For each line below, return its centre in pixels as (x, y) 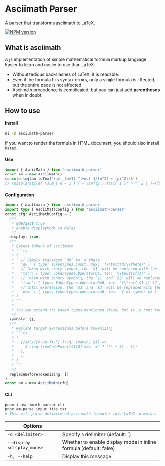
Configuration (20, 195)
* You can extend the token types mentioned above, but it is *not (82, 310)
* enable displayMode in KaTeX (44, 228)
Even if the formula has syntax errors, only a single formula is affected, (84, 79)
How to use (23, 111)
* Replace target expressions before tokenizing (62, 328)
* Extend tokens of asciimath (42, 246)
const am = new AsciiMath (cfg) (37, 383)
